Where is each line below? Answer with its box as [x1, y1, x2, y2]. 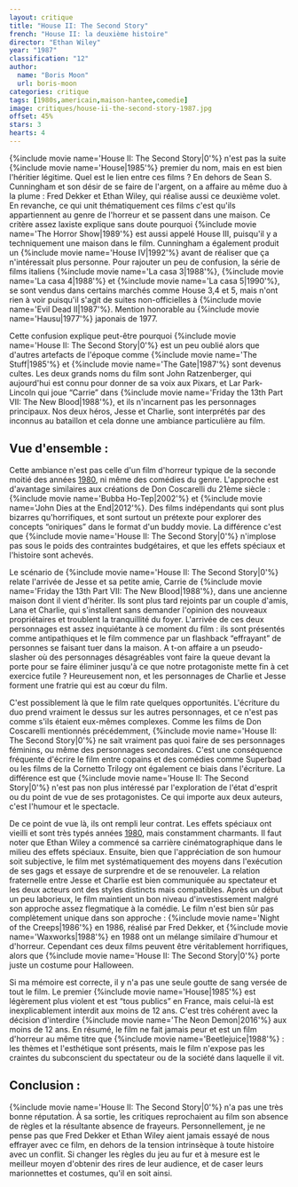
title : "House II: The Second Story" [9, 21, 149, 30]
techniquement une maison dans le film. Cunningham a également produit [9, 237, 279, 249]
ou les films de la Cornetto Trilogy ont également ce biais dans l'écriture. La [9, 763, 286, 773]
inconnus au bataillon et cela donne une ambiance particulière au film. [9, 415, 266, 426]
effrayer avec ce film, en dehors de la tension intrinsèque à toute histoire [9, 1139, 275, 1150]
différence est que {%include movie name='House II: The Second [9, 772, 249, 783]
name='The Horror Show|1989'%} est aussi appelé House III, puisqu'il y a [9, 228, 278, 239]
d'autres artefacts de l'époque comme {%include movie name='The [9, 349, 257, 360]
